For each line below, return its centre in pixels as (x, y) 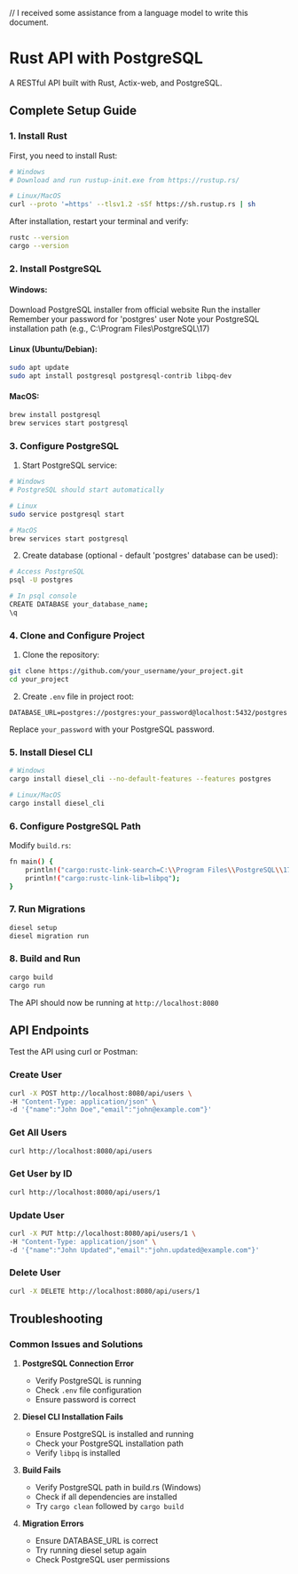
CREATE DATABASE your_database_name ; (79, 605)
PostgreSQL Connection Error (78, 1363)
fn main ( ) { (31, 862)
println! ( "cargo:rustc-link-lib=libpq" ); (102, 878)
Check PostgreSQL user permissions (102, 1560)
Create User (35, 1075)
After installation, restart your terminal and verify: (99, 221)
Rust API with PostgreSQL (106, 58)
